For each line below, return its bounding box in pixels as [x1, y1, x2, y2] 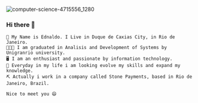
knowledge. [6, 68, 33, 74]
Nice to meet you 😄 [6, 91, 57, 97]
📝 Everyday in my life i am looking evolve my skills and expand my [6, 63, 181, 69]
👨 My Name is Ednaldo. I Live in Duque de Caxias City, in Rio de [6, 34, 175, 40]
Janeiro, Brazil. [6, 81, 50, 87]
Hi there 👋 [6, 20, 36, 29]
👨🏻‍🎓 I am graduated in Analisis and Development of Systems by [6, 45, 167, 51]
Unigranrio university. [6, 50, 66, 56]
